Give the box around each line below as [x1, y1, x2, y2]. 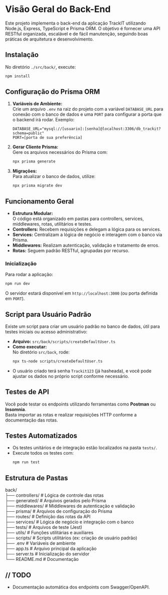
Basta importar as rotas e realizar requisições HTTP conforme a [5, 412, 137, 418]
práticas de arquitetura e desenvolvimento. [5, 36, 94, 42]
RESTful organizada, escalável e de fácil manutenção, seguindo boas [5, 31, 148, 37]
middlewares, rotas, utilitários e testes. [12, 221, 93, 227]
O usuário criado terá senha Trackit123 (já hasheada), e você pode [12, 367, 152, 374]
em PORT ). [5, 296, 25, 302]
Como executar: [12, 343, 47, 349]
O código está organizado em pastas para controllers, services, [12, 216, 144, 222]
